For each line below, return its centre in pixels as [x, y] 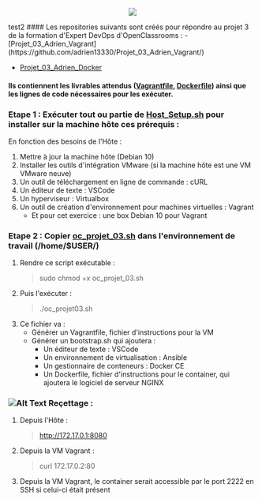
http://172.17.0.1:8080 [73, 436]
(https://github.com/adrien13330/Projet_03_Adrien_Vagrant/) [107, 52]
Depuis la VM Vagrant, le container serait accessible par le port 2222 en [137, 481]
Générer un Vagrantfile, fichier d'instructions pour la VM [123, 332]
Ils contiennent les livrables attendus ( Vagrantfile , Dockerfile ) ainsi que [127, 85]
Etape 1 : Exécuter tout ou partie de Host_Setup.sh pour [116, 114]
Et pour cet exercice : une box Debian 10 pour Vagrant [119, 215]
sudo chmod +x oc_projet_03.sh [92, 278]
